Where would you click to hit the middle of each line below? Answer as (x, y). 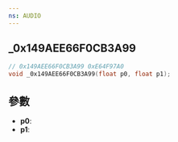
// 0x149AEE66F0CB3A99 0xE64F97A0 (66, 67)
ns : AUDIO (25, 16)
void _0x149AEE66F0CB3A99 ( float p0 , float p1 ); (90, 74)
